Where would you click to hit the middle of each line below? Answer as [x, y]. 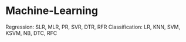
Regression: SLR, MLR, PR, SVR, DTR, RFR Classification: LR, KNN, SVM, [93, 27]
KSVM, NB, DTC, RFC [31, 33]
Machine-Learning [52, 11]
